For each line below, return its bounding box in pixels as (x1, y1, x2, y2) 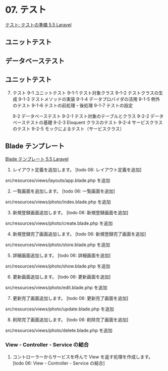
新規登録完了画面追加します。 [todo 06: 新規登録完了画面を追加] (12, 231, 146, 237)
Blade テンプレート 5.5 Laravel (5, 156, 69, 162)
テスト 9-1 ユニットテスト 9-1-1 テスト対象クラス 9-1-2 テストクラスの (12, 90, 159, 96)
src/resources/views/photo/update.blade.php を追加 (5, 306, 115, 312)
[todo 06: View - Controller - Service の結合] (12, 360, 105, 366)
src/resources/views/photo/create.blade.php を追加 (5, 220, 113, 226)
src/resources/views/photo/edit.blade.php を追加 (5, 285, 107, 291)
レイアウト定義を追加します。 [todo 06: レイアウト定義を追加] (12, 167, 142, 173)
